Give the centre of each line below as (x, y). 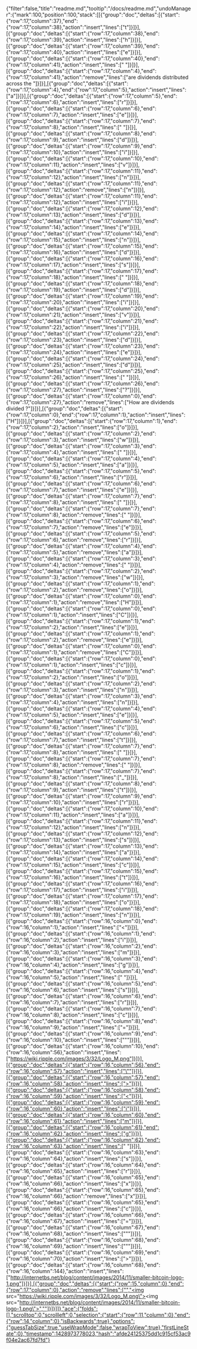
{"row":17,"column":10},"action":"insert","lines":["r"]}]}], (73, 802)
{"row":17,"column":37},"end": (42, 21)
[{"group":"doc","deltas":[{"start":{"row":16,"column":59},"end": (83, 1102)
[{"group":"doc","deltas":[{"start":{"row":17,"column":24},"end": (83, 359)
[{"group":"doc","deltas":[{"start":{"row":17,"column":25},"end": (83, 371)
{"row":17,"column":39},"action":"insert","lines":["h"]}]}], (74, 40)
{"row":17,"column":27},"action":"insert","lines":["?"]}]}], (74, 390)
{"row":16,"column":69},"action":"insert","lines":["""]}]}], (74, 1246)
